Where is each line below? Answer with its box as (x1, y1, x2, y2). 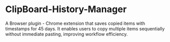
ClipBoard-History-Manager (5, 4, 127, 15)
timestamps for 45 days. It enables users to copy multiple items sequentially (5, 25, 165, 31)
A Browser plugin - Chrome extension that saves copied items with (5, 20, 145, 26)
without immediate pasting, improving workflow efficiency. (5, 31, 128, 37)
